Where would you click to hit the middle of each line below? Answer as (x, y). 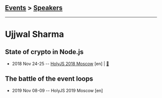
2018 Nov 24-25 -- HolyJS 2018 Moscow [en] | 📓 (61, 63)
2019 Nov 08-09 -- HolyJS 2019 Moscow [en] (57, 90)
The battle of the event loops (49, 79)
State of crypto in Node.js (44, 52)
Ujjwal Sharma (34, 34)
